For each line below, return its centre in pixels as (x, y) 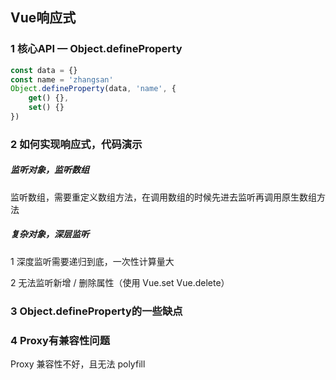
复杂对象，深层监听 (50, 234)
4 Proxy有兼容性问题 (60, 340)
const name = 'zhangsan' (62, 79)
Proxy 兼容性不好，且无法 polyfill (78, 364)
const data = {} (44, 70)
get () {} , (49, 98)
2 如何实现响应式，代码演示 (76, 144)
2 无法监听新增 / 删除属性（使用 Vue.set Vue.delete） (120, 282)
